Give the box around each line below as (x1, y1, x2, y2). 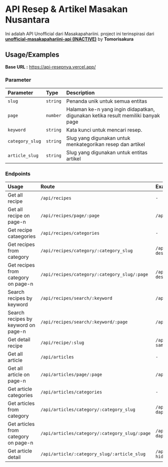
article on (7, 371, 30, 378)
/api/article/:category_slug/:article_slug (40, 451, 146, 457)
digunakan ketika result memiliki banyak (66, 112, 160, 119)
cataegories (7, 233, 36, 240)
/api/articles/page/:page (40, 372, 102, 377)
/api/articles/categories (40, 389, 102, 395)
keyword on (7, 322, 35, 329)
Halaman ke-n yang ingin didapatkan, (66, 106, 155, 113)
